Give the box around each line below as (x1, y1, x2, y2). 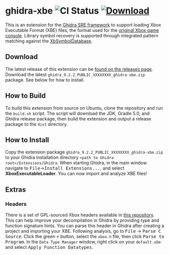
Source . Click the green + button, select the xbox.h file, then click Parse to (5, 233, 164, 240)
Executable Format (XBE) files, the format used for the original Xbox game (5, 27, 159, 33)
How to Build (5, 92, 46, 100)
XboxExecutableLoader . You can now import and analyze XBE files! (5, 171, 147, 177)
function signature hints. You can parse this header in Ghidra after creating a (5, 223, 164, 229)
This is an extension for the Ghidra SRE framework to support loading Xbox (5, 22, 161, 28)
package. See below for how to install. (5, 76, 85, 83)
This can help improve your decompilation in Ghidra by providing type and (5, 218, 159, 224)
